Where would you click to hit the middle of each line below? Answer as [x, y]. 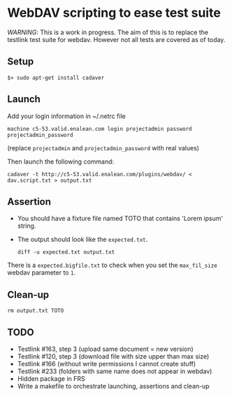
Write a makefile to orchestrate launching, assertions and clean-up [113, 386]
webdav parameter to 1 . [41, 273]
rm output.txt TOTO [36, 311]
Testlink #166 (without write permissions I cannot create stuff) [107, 364]
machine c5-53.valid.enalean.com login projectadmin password [100, 129]
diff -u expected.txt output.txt [66, 252]
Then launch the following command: [61, 161]
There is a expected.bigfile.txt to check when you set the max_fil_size [113, 265]
